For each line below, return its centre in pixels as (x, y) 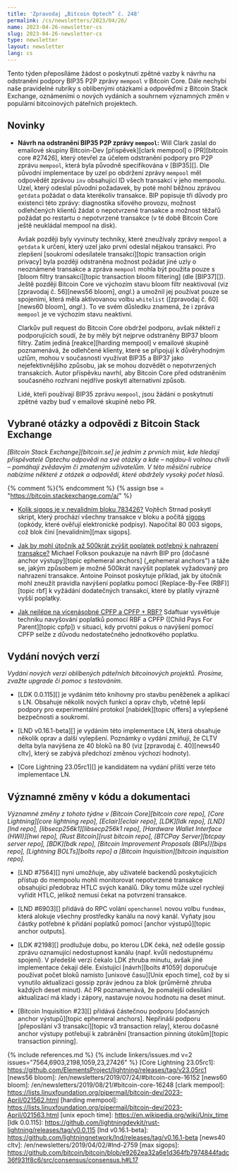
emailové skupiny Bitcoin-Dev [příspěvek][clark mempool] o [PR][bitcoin (122, 150)
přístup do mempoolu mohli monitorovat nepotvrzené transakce (110, 880)
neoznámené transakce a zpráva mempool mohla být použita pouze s (116, 269)
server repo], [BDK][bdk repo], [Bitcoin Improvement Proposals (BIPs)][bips (117, 844)
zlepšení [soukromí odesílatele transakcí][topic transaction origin (112, 254)
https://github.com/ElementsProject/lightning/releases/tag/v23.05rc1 (107, 1070)
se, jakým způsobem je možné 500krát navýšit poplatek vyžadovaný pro (123, 568)
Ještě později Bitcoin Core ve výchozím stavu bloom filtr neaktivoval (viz (123, 284)
